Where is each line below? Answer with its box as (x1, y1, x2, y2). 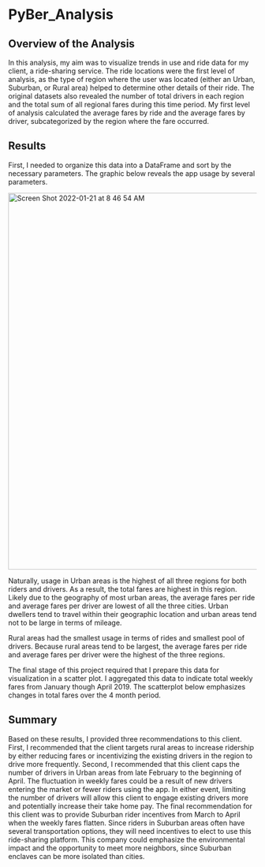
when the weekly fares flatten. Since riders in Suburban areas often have (8, 818, 245, 828)
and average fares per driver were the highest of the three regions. (8, 649, 226, 660)
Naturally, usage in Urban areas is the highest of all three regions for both (8, 576, 247, 585)
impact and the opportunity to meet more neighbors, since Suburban (8, 843, 232, 853)
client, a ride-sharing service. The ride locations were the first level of (8, 66, 235, 76)
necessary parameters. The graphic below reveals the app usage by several (8, 168, 256, 178)
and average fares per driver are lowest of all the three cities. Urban (8, 601, 229, 611)
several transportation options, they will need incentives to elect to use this (8, 826, 252, 835)
